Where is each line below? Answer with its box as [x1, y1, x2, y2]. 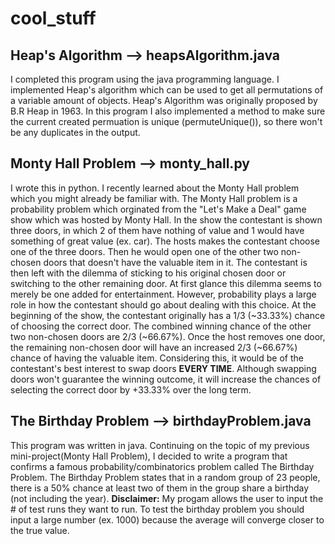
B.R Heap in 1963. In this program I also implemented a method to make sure [10, 105, 326, 117]
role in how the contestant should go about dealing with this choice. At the [10, 298, 317, 311]
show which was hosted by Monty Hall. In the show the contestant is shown [10, 213, 323, 226]
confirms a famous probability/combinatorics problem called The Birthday [10, 460, 315, 472]
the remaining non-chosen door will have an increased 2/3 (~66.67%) [10, 341, 298, 353]
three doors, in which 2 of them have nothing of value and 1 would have [10, 224, 305, 236]
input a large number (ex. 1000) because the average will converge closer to [10, 513, 325, 526]
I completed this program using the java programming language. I [10, 73, 280, 85]
